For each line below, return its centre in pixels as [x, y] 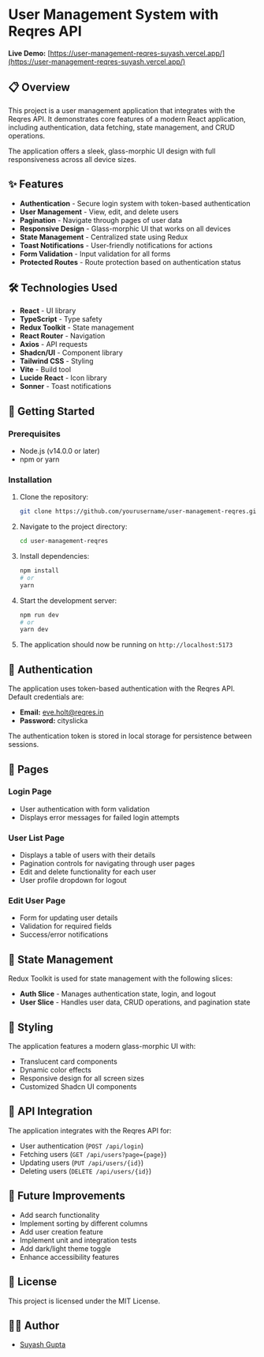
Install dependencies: [54, 556]
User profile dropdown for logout [73, 880]
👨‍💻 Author [34, 1325]
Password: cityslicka [54, 721]
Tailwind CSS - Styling [56, 361]
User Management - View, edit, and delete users [99, 212]
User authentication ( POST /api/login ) [82, 1146]
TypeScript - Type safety [61, 319]
